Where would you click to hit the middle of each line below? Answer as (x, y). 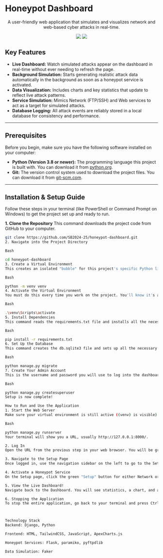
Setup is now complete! (29, 397)
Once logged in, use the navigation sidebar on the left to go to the (78, 464)
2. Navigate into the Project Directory (47, 242)
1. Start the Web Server (30, 410)
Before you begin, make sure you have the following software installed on (78, 147)
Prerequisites (26, 136)
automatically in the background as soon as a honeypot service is (78, 79)
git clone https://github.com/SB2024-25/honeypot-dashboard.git (71, 238)
